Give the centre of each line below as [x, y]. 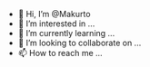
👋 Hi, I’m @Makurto [54, 14]
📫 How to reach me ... [60, 53]
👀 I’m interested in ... [56, 24]
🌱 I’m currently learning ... [66, 33]
